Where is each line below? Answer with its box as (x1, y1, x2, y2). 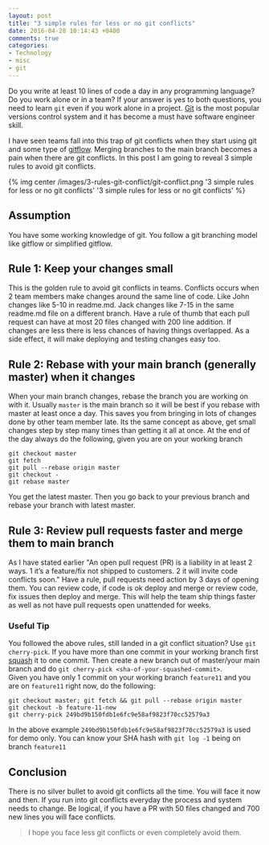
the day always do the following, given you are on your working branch (8, 435, 243, 444)
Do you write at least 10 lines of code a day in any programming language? (8, 86, 255, 96)
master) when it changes (8, 370, 136, 384)
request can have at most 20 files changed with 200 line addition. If (8, 317, 232, 327)
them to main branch (8, 536, 115, 550)
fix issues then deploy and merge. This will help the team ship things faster (8, 592, 256, 601)
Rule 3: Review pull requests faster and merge (8, 524, 243, 537)
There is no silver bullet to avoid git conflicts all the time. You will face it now (8, 786, 261, 796)
